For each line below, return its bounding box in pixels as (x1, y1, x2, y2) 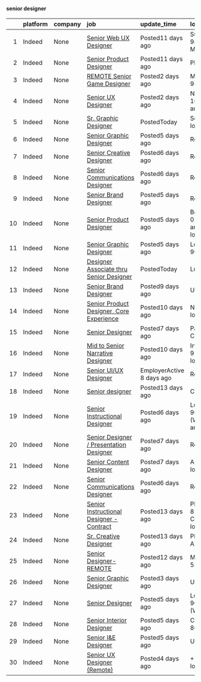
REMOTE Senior (86, 72, 132, 80)
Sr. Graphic (86, 114, 118, 122)
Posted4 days (140, 654, 179, 663)
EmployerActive (140, 366, 184, 375)
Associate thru (86, 265, 127, 273)
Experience (86, 315, 119, 323)
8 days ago (140, 374, 172, 382)
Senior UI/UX (86, 366, 124, 375)
